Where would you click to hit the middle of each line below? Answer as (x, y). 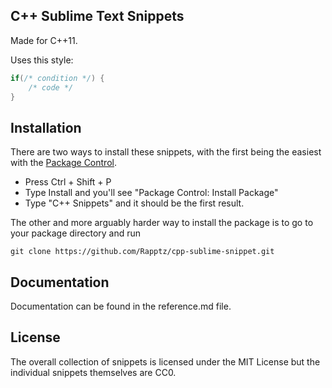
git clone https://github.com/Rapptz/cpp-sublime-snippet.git (142, 252)
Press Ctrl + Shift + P (68, 182)
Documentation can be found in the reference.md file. (121, 306)
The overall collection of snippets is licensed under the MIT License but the (165, 361)
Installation (46, 127)
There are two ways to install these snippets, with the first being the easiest (166, 152)
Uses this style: (42, 60)
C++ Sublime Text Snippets (97, 16)
